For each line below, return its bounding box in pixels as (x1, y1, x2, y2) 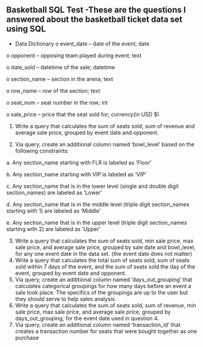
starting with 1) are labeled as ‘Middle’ (6, 207, 101, 215)
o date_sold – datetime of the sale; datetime (6, 63, 115, 70)
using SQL (6, 24, 46, 34)
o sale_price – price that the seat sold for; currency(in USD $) (6, 111, 159, 118)
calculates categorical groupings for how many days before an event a (15, 282, 191, 289)
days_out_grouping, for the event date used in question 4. (15, 314, 159, 321)
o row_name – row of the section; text (6, 87, 101, 94)
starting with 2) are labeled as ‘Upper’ (6, 225, 101, 233)
